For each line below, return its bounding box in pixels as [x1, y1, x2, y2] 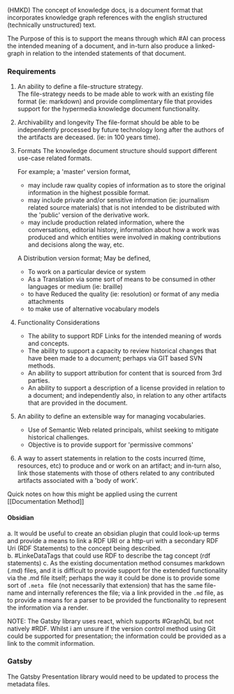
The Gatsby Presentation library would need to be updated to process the [7, 672, 219, 681]
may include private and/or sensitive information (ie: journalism [27, 196, 210, 205]
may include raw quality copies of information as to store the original [27, 181, 226, 189]
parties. [27, 377, 50, 385]
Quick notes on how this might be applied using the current [7, 490, 178, 498]
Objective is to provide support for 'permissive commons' [27, 440, 193, 449]
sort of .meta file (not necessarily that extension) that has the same [7, 581, 203, 589]
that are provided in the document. [27, 398, 128, 407]
